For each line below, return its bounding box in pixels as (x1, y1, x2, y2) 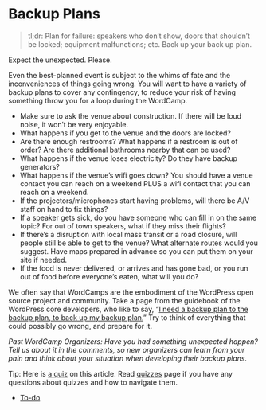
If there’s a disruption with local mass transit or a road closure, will (19, 229, 237, 239)
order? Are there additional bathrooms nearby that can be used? (19, 145, 231, 154)
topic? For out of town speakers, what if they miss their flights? (19, 221, 227, 231)
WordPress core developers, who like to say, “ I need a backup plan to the (8, 304, 248, 314)
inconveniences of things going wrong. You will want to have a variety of (8, 79, 247, 88)
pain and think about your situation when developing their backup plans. (8, 353, 248, 363)
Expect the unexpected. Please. (8, 55, 113, 64)
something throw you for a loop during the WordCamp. (8, 96, 188, 105)
